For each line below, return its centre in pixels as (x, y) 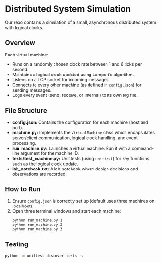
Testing (17, 244)
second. (20, 69)
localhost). (23, 206)
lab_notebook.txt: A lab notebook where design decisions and (75, 169)
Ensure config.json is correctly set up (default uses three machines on (83, 201)
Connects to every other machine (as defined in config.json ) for (77, 85)
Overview (20, 43)
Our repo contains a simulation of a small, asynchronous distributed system (81, 22)
